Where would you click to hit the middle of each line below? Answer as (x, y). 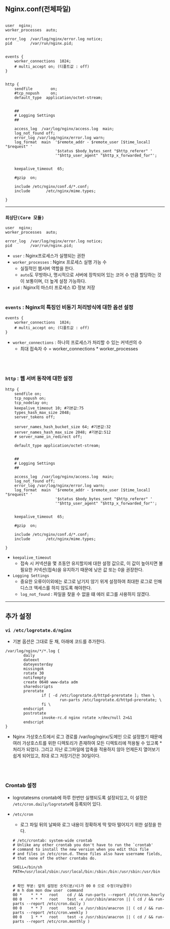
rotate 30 (34, 674)
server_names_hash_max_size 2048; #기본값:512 (63, 432)
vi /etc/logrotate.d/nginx (38, 631)
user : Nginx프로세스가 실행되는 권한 (49, 256)
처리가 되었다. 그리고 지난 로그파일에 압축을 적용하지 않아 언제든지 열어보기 (86, 749)
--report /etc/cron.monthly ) (58, 921)
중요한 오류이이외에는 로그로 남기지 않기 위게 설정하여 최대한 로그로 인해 (91, 581)
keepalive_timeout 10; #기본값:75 (49, 408)
